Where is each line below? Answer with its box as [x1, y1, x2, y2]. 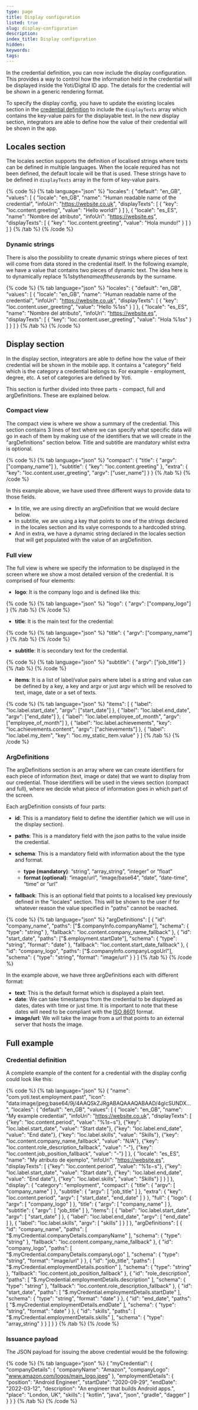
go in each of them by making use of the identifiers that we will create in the [6, 432, 191, 439]
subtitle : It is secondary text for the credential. [14, 647, 129, 654]
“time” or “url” [23, 881, 58, 888]
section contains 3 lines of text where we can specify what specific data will [6, 426, 192, 433]
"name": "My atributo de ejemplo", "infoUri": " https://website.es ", [6, 1156, 165, 1163]
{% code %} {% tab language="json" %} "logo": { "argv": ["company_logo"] [6, 600, 191, 608]
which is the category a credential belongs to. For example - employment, [6, 367, 186, 375]
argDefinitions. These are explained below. [6, 392, 111, 399]
